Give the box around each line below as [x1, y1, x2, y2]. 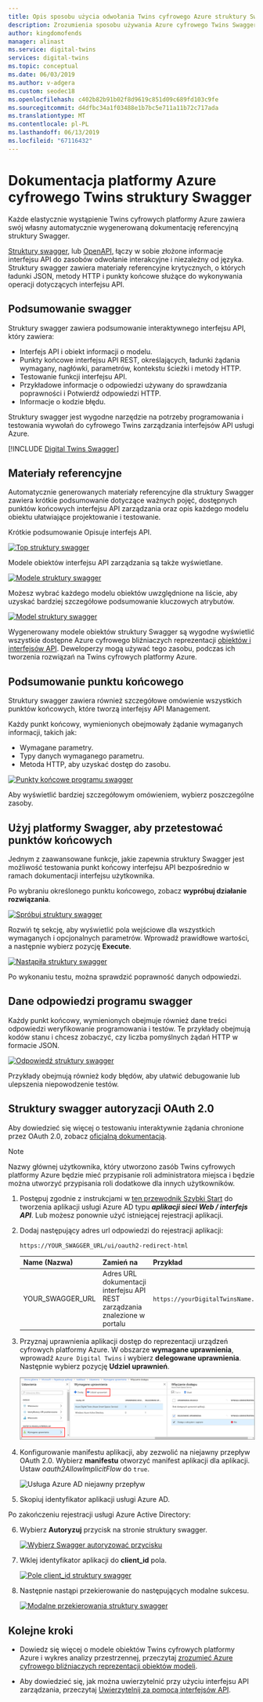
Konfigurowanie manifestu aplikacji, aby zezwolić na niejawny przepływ [19, 1448, 250, 1457]
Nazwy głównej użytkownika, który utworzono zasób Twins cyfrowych [8, 1162, 236, 1171]
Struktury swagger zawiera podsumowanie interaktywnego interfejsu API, [8, 323, 247, 333]
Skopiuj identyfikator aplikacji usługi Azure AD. [19, 1495, 171, 1504]
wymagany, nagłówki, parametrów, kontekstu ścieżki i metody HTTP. [19, 363, 242, 373]
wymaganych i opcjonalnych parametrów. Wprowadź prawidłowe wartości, [8, 933, 250, 942]
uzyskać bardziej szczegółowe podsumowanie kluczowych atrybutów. [8, 597, 235, 606]
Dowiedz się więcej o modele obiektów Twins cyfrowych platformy [19, 1645, 235, 1654]
